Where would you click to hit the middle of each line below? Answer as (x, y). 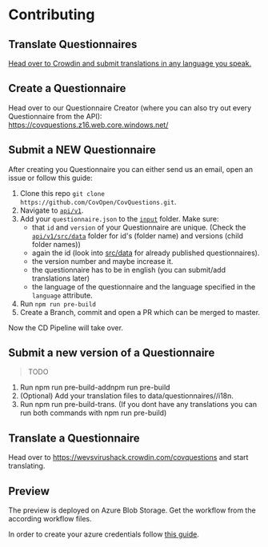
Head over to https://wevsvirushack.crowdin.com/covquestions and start (128, 457)
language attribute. (62, 295)
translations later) (61, 278)
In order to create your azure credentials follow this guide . (104, 534)
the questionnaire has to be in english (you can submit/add (129, 270)
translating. (27, 466)
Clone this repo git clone (62, 193)
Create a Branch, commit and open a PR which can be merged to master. (140, 312)
